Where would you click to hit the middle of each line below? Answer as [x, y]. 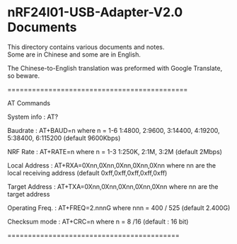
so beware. [24, 76]
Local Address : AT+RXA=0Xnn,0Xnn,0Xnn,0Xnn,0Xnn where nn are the [112, 165]
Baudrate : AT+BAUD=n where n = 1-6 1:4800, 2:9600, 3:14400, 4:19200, [114, 130]
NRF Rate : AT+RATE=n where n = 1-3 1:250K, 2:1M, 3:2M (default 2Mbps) [115, 151]
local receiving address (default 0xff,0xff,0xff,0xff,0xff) [87, 173]
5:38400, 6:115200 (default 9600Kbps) [64, 138]
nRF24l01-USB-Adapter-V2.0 [95, 12]
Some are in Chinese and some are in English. [74, 54]
